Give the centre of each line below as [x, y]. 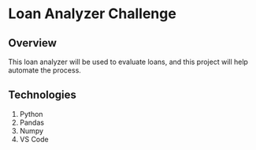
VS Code [34, 139]
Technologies [43, 95]
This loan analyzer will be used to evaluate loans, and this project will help [128, 62]
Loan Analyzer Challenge [93, 14]
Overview [33, 43]
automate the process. [45, 70]
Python [31, 114]
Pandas [32, 122]
